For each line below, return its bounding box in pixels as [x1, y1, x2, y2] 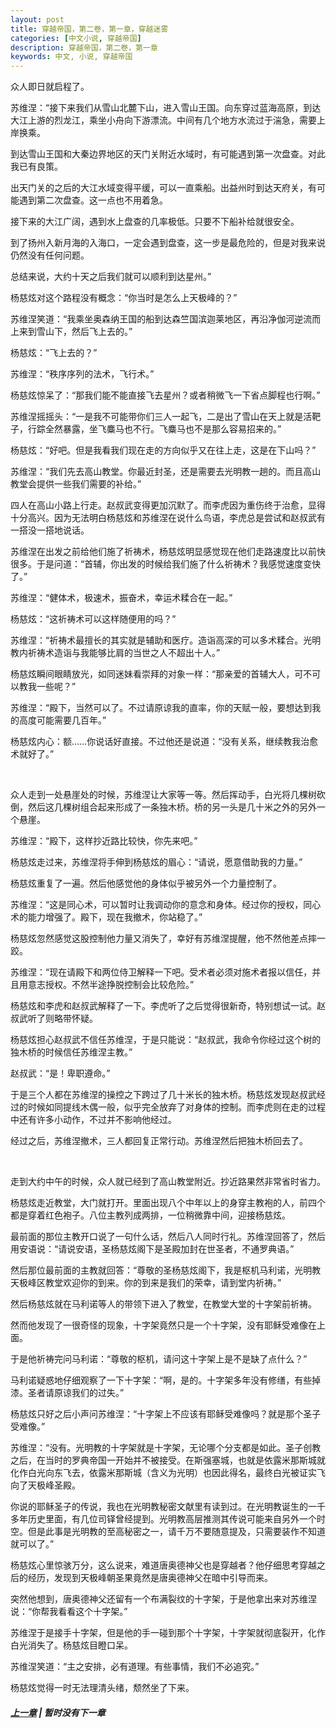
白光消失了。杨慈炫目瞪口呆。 [10, 1639, 133, 1651]
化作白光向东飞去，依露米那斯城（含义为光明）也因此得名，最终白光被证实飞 [10, 1467, 326, 1479]
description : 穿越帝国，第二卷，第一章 [10, 42, 158, 53]
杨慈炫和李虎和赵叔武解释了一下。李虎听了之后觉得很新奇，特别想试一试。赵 [10, 1000, 326, 1012]
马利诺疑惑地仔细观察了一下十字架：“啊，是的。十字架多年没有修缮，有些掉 [10, 1374, 322, 1386]
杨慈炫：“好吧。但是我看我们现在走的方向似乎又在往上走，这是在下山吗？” [10, 444, 317, 456]
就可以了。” [10, 1538, 55, 1550]
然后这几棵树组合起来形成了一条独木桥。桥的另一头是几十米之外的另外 [27, 801, 317, 813]
